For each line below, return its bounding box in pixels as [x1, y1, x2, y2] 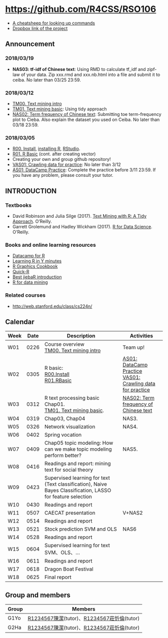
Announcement [5, 40, 55, 48]
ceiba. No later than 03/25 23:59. [12, 76, 81, 83]
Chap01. [44, 401, 65, 408]
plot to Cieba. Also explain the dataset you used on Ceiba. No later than [12, 116, 160, 122]
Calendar [5, 317, 34, 326]
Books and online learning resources [5, 241, 96, 248]
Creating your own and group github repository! [12, 156, 111, 162]
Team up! [122, 344, 145, 351]
